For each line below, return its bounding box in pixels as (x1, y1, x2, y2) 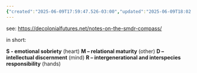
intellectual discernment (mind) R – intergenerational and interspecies (6, 54, 181, 61)
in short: (6, 36, 27, 43)
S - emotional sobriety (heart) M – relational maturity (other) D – (6, 48, 165, 55)
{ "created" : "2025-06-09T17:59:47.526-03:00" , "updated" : (6, 8, 146, 15)
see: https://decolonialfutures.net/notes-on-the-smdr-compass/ (6, 25, 162, 32)
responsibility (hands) (6, 60, 61, 67)
